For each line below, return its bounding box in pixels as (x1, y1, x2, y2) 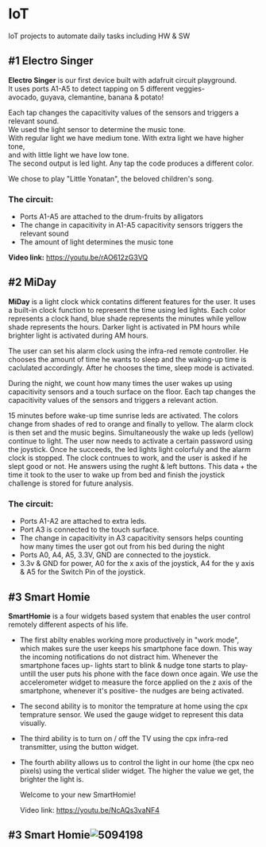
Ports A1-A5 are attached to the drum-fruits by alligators (19, 212, 204, 221)
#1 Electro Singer (8, 54, 94, 68)
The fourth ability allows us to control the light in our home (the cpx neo (19, 757, 254, 767)
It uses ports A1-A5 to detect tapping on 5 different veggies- (8, 84, 205, 93)
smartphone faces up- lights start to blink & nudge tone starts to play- (19, 660, 249, 669)
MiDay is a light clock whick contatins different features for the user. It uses (8, 296, 256, 306)
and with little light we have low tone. (8, 150, 129, 159)
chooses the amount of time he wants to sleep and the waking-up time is (8, 354, 247, 364)
